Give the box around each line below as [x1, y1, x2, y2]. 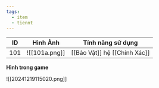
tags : [6, 8, 20, 15]
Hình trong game [6, 64, 49, 71]
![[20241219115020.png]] [6, 76, 67, 83]
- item [11, 14, 28, 20]
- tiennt [11, 20, 33, 26]
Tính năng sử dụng [83, 39, 138, 47]
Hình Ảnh [32, 39, 60, 47]
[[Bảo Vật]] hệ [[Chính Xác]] [71, 49, 150, 57]
